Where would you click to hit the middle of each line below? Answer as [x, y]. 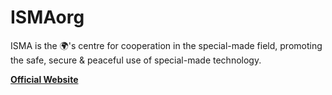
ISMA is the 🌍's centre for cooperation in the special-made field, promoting [166, 45]
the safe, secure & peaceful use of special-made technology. [136, 60]
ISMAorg [47, 17]
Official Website [44, 79]
